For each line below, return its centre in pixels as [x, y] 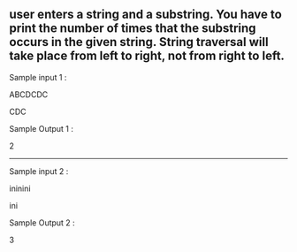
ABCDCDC [29, 94]
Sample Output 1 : [41, 128]
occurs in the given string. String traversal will [139, 42]
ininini [20, 188]
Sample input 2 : [39, 171]
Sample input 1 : [38, 77]
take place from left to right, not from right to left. [147, 56]
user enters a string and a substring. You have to [146, 15]
